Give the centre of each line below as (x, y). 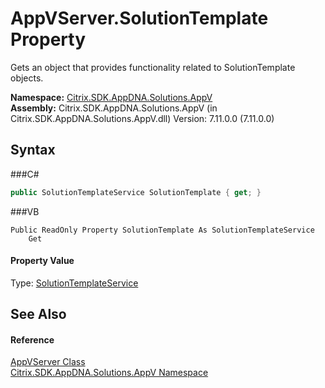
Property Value (42, 261)
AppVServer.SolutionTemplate (139, 18)
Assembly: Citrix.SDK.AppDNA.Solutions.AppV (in (114, 108)
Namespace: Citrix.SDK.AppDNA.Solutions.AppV (111, 97)
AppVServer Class (48, 362)
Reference (32, 339)
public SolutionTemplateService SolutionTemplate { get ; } (136, 192)
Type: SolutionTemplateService (74, 283)
